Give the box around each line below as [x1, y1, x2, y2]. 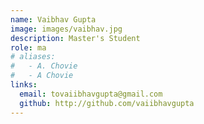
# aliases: [10, 52, 56, 62]
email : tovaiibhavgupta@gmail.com [19, 89, 163, 99]
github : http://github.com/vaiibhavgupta [19, 98, 195, 108]
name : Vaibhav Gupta [10, 14, 97, 25]
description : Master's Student [10, 33, 141, 43]
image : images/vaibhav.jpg [10, 24, 123, 34]
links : [10, 80, 38, 90]
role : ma [10, 42, 47, 53]
